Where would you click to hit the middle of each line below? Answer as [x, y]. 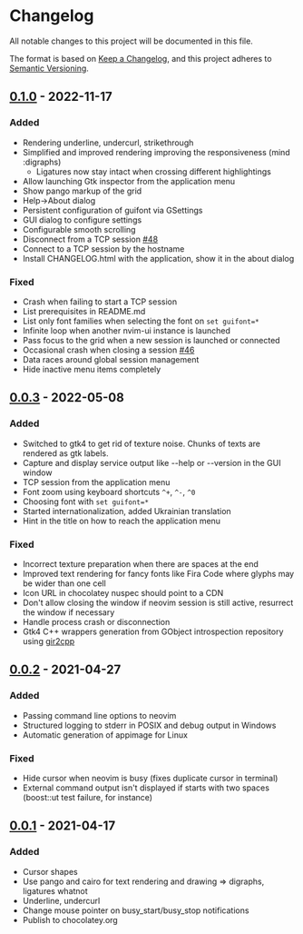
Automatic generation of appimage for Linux [105, 735]
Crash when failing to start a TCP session [100, 302]
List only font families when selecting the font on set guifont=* [141, 321]
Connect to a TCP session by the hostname [103, 248]
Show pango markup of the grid [82, 191]
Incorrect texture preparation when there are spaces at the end [140, 563]
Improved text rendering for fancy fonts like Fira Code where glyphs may [158, 573]
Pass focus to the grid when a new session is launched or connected [151, 340]
